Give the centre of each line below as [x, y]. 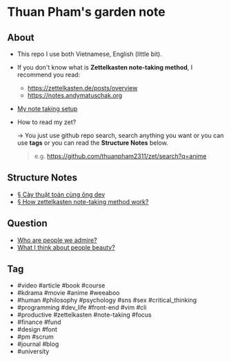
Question [27, 224]
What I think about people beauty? [66, 247]
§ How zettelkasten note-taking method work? [83, 201]
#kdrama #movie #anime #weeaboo [68, 293]
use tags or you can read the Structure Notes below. [93, 143]
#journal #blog [38, 344]
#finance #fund [39, 322]
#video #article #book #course [61, 285]
